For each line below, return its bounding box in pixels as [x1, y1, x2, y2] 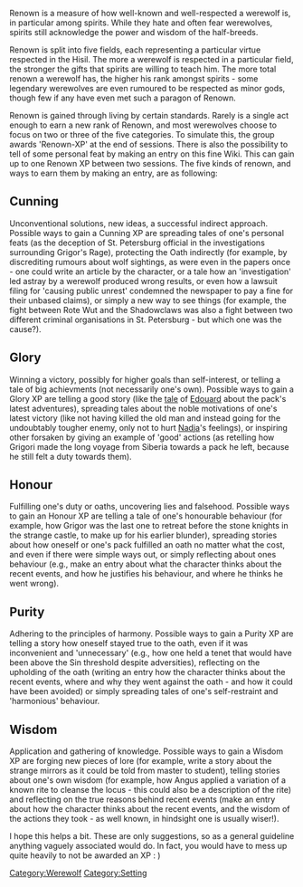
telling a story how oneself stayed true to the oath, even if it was [9, 638, 249, 649]
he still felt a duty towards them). [9, 451, 133, 462]
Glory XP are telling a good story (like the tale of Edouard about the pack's [9, 393, 287, 404]
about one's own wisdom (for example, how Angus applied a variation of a [9, 775, 287, 786]
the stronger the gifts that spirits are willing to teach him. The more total [9, 63, 277, 74]
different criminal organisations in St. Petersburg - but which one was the [9, 314, 282, 325]
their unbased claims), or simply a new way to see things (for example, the [9, 294, 288, 306]
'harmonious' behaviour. [9, 696, 100, 707]
